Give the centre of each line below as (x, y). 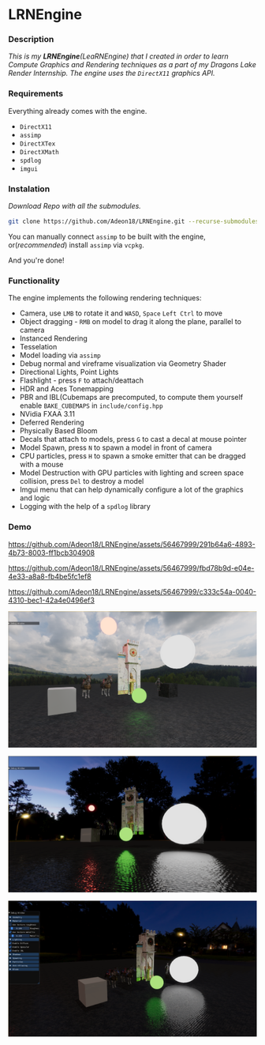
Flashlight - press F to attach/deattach (82, 380)
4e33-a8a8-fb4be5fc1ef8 (50, 576)
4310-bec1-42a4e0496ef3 (51, 600)
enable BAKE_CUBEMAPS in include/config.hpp (91, 406)
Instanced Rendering (54, 338)
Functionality (34, 281)
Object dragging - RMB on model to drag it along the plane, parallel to (131, 322)
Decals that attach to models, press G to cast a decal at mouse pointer (133, 440)
